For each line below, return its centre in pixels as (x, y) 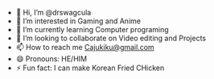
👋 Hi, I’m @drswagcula (53, 12)
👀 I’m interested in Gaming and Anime (78, 21)
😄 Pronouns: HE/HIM (51, 59)
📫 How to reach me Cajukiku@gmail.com (85, 47)
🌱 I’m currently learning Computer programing (92, 29)
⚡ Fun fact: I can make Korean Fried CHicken (90, 68)
